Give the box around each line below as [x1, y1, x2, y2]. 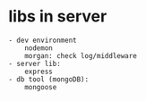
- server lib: [8, 59, 62, 68]
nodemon [24, 43, 53, 53]
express [24, 67, 53, 76]
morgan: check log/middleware [24, 51, 138, 60]
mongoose [24, 82, 57, 91]
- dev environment [8, 36, 77, 45]
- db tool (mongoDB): [8, 74, 90, 84]
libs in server [8, 6, 107, 27]
